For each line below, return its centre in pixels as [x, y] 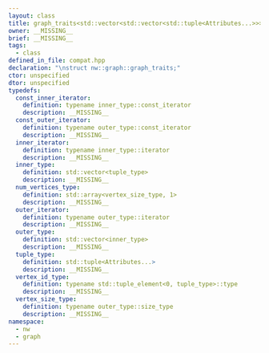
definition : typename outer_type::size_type [98, 306]
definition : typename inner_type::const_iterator [107, 105]
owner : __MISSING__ [41, 30]
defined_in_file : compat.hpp [57, 61]
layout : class [32, 16]
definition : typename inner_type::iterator [96, 150]
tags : [17, 46]
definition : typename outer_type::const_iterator [107, 128]
